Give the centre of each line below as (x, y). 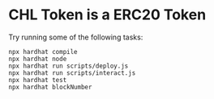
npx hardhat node (38, 59)
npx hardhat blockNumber (50, 87)
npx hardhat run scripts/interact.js (72, 73)
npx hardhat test (38, 80)
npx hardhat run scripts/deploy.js (68, 66)
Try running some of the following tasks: (76, 37)
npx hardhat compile (43, 52)
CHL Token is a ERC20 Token (107, 15)
